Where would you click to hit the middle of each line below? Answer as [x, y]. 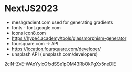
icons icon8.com [29, 33]
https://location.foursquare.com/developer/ [56, 49]
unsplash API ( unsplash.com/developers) [55, 54]
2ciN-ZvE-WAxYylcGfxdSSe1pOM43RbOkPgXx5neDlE [60, 64]
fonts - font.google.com [36, 27]
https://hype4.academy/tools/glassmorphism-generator [69, 38]
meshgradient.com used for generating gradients [62, 22]
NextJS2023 [31, 9]
